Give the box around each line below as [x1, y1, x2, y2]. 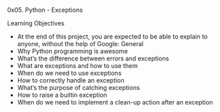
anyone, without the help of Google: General [17, 40, 144, 47]
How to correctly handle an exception [17, 76, 125, 85]
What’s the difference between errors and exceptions [17, 54, 169, 63]
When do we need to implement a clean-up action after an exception [17, 98, 213, 106]
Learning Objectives [7, 19, 64, 27]
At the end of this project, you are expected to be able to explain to [17, 32, 208, 41]
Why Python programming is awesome [17, 47, 128, 55]
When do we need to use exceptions [17, 69, 122, 77]
